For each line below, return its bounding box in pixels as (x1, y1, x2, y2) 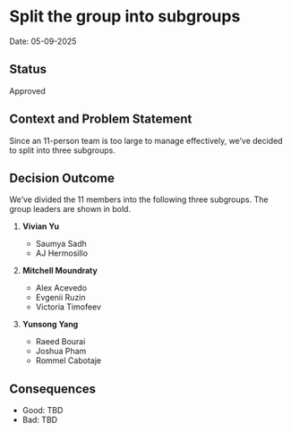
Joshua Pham (35, 346, 87, 357)
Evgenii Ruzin (35, 292, 87, 303)
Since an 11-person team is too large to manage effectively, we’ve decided (9, 135, 284, 146)
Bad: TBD (21, 414, 58, 426)
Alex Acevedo (35, 283, 88, 293)
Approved (9, 85, 47, 96)
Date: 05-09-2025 (9, 36, 77, 47)
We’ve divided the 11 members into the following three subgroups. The (9, 194, 269, 205)
